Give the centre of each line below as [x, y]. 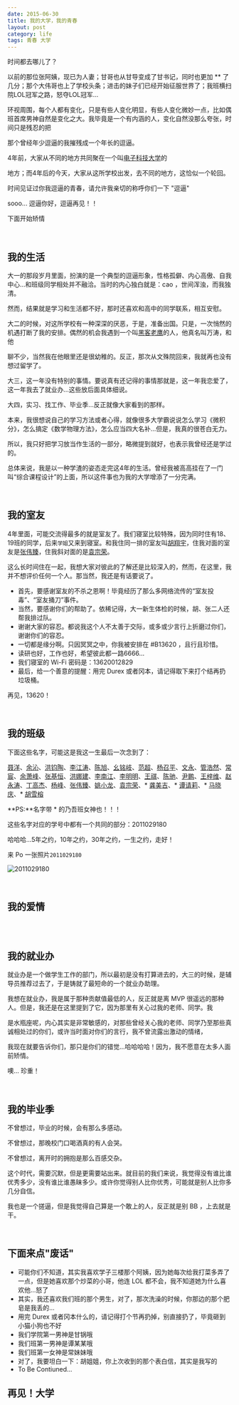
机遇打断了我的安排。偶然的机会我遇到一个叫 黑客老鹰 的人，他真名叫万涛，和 [119, 332]
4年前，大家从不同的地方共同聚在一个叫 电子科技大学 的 [87, 158]
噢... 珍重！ [24, 1071]
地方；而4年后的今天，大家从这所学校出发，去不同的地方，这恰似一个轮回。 [118, 173]
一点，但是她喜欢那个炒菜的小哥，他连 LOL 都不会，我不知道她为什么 [119, 1281]
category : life [30, 34]
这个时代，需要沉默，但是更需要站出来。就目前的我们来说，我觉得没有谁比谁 [119, 1173]
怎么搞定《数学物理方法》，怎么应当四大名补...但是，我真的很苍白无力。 [127, 428]
